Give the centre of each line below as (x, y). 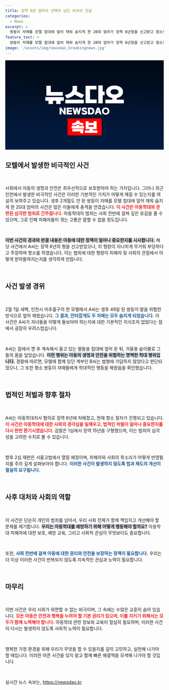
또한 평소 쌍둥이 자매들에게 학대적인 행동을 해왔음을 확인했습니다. (89, 367)
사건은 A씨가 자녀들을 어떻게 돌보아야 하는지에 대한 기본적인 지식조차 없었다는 (81, 322)
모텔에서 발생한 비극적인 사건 (47, 165)
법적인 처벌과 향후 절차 (38, 395)
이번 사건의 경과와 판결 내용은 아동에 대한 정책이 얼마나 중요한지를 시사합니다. (80, 240)
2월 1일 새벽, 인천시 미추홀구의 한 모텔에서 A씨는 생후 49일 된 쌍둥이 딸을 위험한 (83, 309)
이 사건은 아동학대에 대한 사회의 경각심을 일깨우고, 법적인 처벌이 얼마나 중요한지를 (84, 424)
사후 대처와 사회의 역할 (38, 497)
